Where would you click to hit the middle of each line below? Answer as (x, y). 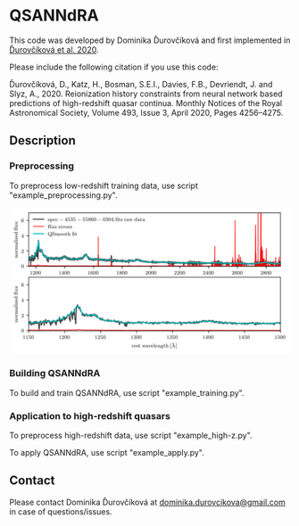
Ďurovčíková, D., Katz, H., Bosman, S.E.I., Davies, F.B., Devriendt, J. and (141, 84)
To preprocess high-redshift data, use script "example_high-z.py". (131, 436)
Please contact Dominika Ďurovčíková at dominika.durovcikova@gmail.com (147, 502)
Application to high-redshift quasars (90, 415)
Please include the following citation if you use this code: (114, 67)
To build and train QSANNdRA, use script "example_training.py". (127, 392)
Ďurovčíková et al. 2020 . (54, 49)
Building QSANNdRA (55, 374)
